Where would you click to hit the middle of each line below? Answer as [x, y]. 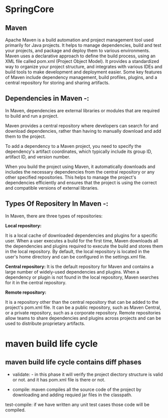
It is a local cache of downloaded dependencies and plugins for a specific [81, 235]
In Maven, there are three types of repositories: [54, 216]
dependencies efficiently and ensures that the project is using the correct [81, 183]
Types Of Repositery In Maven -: [57, 204]
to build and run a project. [32, 116]
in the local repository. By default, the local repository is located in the [77, 251]
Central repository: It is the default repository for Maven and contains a [79, 266]
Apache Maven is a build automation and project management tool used [79, 40]
